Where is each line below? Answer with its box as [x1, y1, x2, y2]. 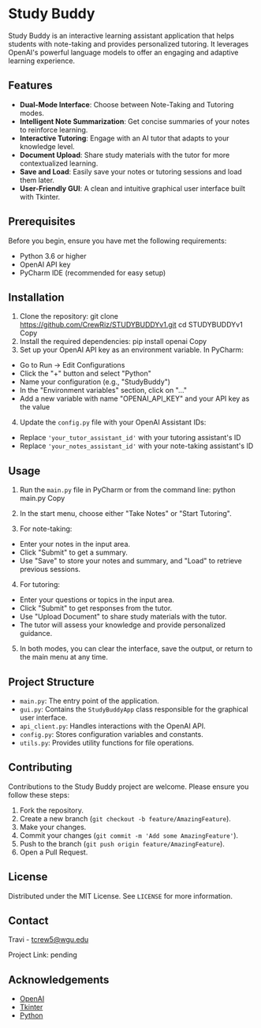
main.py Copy [19, 494, 65, 503]
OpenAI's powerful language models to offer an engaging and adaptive [8, 47, 239, 57]
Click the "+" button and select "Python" [19, 368, 151, 379]
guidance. [19, 629, 53, 638]
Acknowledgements [8, 973, 110, 986]
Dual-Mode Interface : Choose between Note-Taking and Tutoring [19, 99, 234, 109]
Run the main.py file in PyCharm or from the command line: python [19, 485, 236, 495]
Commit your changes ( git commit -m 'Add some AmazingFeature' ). [19, 830, 239, 840]
